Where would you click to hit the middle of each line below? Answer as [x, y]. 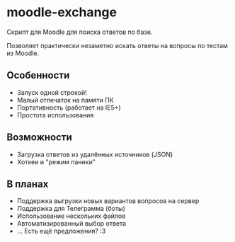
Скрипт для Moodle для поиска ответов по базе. [80, 32]
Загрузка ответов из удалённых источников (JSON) [95, 154]
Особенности [38, 75]
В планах [28, 184]
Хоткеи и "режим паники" [56, 162]
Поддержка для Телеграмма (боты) [71, 209]
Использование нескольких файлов [71, 216]
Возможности [39, 138]
